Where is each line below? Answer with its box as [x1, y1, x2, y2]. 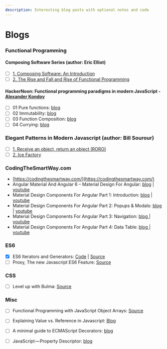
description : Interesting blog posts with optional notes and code [5, 7, 149, 13]
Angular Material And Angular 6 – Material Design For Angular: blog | [12, 182, 154, 188]
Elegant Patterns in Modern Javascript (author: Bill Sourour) [5, 134, 154, 141]
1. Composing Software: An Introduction [12, 70, 95, 76]
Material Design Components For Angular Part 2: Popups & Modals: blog [12, 203, 162, 209]
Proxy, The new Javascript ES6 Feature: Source [12, 259, 111, 265]
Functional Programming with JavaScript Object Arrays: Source [12, 308, 144, 314]
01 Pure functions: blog [12, 105, 61, 111]
